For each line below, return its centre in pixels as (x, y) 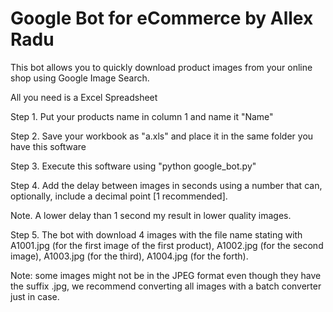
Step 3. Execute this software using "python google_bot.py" (133, 166)
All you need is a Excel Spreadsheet (84, 97)
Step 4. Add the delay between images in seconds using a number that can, (166, 185)
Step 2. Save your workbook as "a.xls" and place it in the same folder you (162, 136)
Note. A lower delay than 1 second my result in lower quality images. (151, 215)
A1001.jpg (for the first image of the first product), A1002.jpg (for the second (167, 245)
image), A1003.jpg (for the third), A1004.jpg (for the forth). (129, 256)
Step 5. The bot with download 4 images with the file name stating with (156, 234)
